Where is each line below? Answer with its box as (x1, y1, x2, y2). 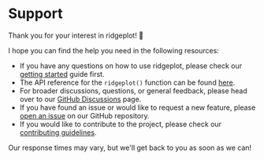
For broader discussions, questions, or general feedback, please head (19, 85, 248, 95)
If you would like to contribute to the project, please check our (19, 119, 222, 129)
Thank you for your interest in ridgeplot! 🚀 (8, 31, 144, 40)
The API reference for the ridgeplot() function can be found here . (19, 78, 236, 87)
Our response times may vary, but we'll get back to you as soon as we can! (8, 143, 252, 152)
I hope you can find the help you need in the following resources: (8, 45, 219, 55)
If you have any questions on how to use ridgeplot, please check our (19, 60, 243, 71)
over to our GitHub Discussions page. (19, 94, 142, 104)
